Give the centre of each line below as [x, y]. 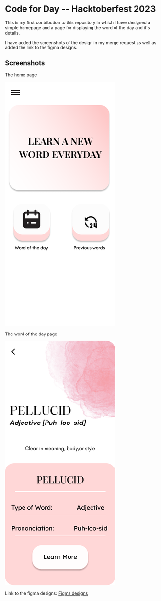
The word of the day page [31, 334]
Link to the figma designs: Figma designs [46, 593]
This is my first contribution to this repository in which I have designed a [78, 22]
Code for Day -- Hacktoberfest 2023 [80, 9]
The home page [21, 75]
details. [12, 33]
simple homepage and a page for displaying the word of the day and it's [78, 27]
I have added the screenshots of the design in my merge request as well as [81, 42]
